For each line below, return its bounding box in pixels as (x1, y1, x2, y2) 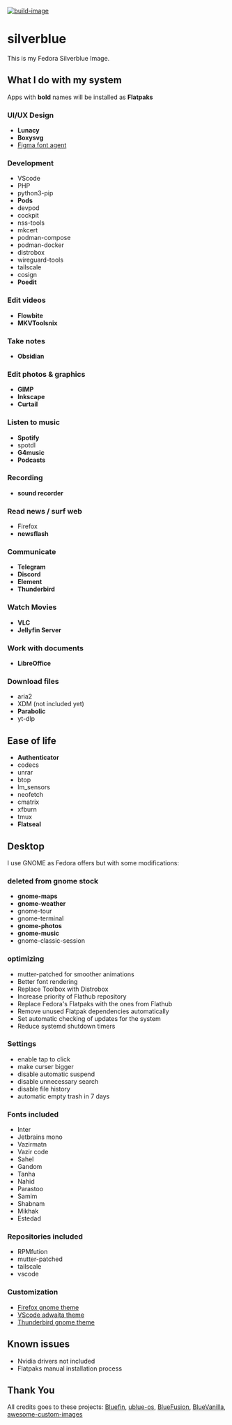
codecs (17, 761, 40, 769)
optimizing (7, 954, 45, 964)
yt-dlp (17, 715, 36, 723)
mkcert (17, 226, 38, 234)
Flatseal (17, 820, 42, 828)
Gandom (17, 1163, 42, 1171)
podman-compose (17, 234, 71, 242)
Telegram (17, 562, 46, 572)
